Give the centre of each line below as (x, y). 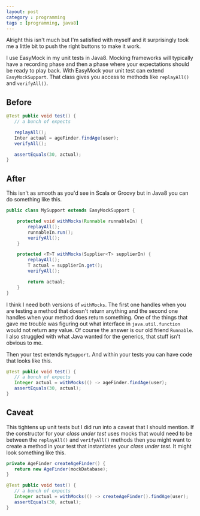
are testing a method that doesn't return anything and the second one (92, 311)
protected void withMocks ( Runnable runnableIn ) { (80, 221)
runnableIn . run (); (51, 232)
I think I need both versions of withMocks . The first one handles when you (96, 304)
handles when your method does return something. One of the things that (97, 317)
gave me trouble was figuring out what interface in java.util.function (93, 324)
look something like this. (36, 452)
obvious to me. (25, 343)
